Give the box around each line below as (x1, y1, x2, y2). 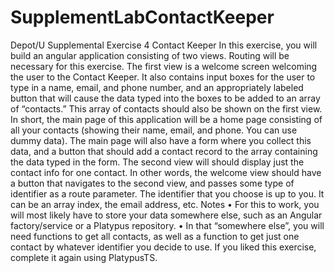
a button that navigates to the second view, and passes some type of (10, 177, 295, 189)
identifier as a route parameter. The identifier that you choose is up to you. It (10, 187, 325, 200)
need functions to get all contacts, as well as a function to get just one (10, 230, 300, 242)
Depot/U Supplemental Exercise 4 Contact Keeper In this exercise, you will (10, 39, 318, 51)
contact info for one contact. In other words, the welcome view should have (10, 166, 322, 178)
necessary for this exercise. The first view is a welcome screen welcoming (10, 60, 318, 72)
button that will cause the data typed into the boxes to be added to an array (10, 92, 321, 104)
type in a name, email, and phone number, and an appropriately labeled (10, 81, 304, 93)
